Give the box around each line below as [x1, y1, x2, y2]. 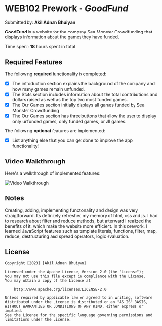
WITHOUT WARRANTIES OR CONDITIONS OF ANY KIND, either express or [5, 304, 144, 309]
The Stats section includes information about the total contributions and [12, 91, 158, 97]
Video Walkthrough [5, 157, 66, 165]
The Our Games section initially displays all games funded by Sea [12, 102, 145, 108]
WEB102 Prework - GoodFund [5, 3, 129, 14]
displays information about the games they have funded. [5, 34, 119, 40]
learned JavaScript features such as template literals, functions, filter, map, [5, 228, 157, 234]
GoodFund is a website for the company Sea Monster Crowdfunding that [5, 29, 153, 34]
